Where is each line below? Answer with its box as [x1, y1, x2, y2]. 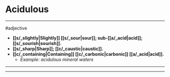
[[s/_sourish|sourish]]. [12, 40, 62, 46]
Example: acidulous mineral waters [20, 56, 94, 62]
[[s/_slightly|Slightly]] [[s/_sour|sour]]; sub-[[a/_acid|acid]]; [12, 34, 143, 41]
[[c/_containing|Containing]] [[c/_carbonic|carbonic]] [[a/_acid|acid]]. [12, 51, 164, 57]
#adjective [5, 25, 27, 31]
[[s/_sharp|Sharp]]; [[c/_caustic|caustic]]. [12, 46, 104, 52]
